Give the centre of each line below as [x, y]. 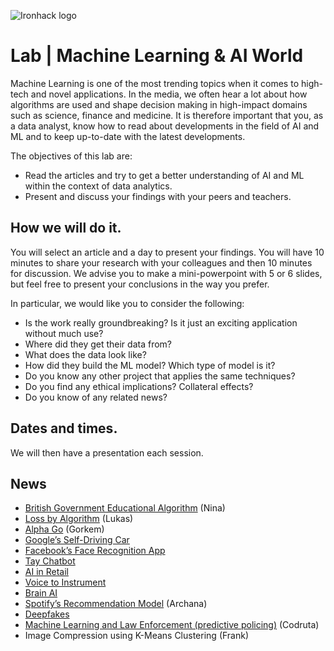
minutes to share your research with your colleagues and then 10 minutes [161, 262]
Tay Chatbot [50, 561]
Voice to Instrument [65, 582]
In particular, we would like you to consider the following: [127, 303]
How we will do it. [66, 228]
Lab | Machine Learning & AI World [157, 56]
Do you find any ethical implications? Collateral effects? [139, 386]
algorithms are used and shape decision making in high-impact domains [159, 104]
